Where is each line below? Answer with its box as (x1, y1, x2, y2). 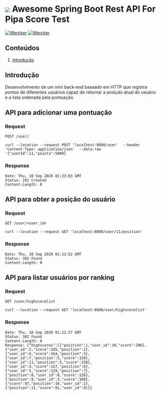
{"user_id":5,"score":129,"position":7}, (5, 368, 90, 373)
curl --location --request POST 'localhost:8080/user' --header (5, 143, 140, 148)
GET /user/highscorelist (5, 299, 55, 304)
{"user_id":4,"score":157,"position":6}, (5, 364, 90, 369)
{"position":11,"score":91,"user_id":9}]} (5, 385, 92, 390)
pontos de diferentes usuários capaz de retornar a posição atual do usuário (5, 89, 157, 95)
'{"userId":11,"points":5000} (5, 151, 67, 156)
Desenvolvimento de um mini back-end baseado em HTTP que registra (5, 84, 147, 90)
